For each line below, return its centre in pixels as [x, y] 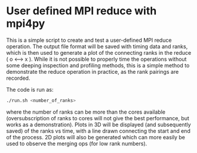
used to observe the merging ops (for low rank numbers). [77, 143]
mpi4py [26, 24]
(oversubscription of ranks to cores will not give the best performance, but [98, 118]
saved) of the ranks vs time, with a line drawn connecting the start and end [98, 131]
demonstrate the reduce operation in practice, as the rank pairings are [93, 71]
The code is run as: [30, 89]
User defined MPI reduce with [81, 11]
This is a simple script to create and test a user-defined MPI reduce [89, 40]
